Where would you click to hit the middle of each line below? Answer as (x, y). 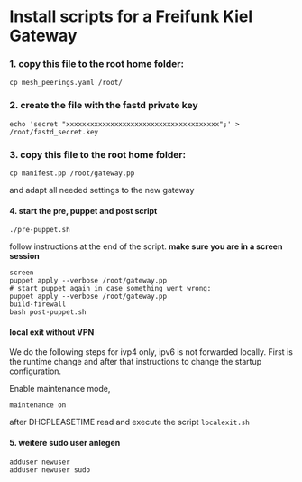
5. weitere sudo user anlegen (65, 443)
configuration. (35, 371)
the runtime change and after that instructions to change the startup (136, 362)
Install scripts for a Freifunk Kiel (131, 17)
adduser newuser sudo (50, 470)
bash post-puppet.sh (48, 312)
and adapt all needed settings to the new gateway (102, 190)
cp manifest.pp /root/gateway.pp (72, 173)
